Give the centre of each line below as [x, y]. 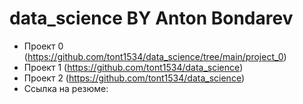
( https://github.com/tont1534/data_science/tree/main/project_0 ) [155, 56]
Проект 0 [43, 46]
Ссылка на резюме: [66, 88]
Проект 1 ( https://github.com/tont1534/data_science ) [133, 67]
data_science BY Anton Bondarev [151, 18]
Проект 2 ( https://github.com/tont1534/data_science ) [134, 78]
